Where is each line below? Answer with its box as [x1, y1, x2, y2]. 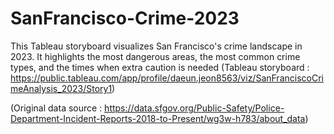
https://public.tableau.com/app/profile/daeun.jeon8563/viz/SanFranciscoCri [10, 72, 324, 84]
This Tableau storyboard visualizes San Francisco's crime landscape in [10, 40, 303, 52]
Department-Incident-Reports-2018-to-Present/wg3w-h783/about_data [10, 112, 306, 124]
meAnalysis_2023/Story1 [10, 82, 113, 94]
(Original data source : [10, 102, 103, 114]
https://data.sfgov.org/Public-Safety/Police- [104, 102, 285, 114]
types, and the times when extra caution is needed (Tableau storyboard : [10, 61, 310, 73]
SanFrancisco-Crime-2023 [10, 7, 240, 30]
